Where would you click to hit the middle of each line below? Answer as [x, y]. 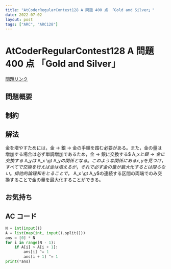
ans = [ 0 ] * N [20, 238]
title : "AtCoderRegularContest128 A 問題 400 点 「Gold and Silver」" [80, 10]
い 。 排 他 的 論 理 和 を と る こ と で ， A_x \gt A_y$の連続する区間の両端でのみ [82, 173]
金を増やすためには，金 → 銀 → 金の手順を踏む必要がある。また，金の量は [84, 148]
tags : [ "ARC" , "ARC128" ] [32, 24]
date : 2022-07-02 [24, 15]
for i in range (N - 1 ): [31, 242]
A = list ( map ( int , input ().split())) [45, 233]
